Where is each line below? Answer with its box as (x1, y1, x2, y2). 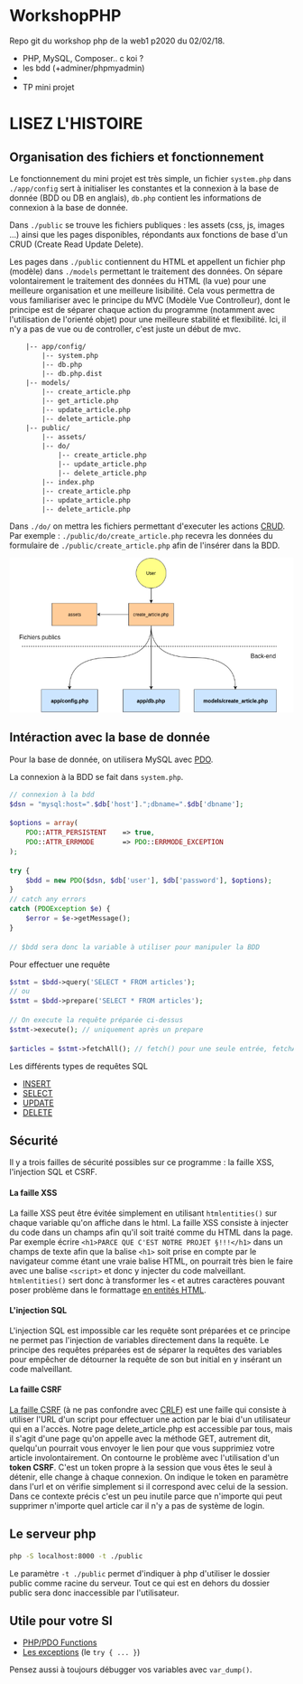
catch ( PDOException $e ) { (9, 905, 111, 914)
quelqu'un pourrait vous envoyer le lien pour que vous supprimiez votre (9, 1443, 275, 1454)
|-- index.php (41, 477, 95, 486)
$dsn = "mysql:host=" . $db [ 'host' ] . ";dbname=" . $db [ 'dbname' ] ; (9, 799, 244, 809)
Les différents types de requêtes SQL (9, 1060, 149, 1071)
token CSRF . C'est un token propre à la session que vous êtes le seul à (9, 1462, 273, 1472)
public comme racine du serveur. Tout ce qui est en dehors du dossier (9, 1577, 271, 1588)
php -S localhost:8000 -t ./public (9, 1551, 143, 1560)
